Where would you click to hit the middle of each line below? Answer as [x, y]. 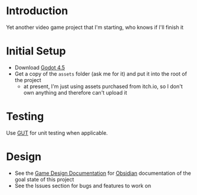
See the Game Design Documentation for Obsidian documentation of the [103, 173]
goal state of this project [44, 179]
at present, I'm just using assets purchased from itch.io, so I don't [103, 86]
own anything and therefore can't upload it [75, 92]
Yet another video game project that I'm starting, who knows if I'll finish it [95, 27]
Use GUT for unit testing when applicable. [57, 133]
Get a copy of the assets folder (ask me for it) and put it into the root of [101, 74]
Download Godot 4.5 [40, 67]
